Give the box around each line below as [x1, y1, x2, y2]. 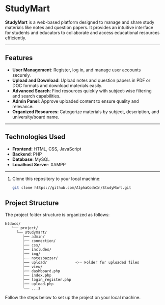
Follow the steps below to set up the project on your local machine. [5, 295, 141, 301]
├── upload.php [23, 281, 54, 287]
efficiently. [5, 35, 27, 41]
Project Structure [5, 199, 59, 207]
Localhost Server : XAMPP [12, 161, 66, 167]
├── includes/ [23, 247, 52, 252]
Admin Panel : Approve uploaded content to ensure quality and [12, 98, 139, 104]
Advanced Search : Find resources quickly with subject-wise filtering [12, 88, 152, 93]
